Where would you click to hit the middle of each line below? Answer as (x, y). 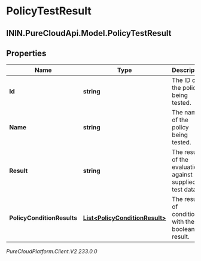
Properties (26, 53)
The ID (181, 80)
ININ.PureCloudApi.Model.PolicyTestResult (89, 33)
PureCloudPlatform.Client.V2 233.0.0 (52, 251)
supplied (184, 182)
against (182, 175)
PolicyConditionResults (43, 218)
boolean (183, 229)
